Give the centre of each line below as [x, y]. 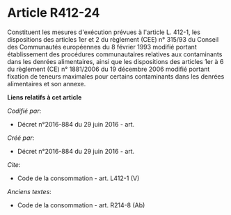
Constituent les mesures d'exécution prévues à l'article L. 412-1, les [104, 32]
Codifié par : [24, 111]
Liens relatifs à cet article [45, 97]
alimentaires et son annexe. [47, 83]
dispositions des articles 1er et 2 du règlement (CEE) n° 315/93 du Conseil [113, 39]
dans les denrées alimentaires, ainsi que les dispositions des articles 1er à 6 [115, 61]
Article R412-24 [54, 13]
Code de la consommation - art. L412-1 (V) [78, 178]
